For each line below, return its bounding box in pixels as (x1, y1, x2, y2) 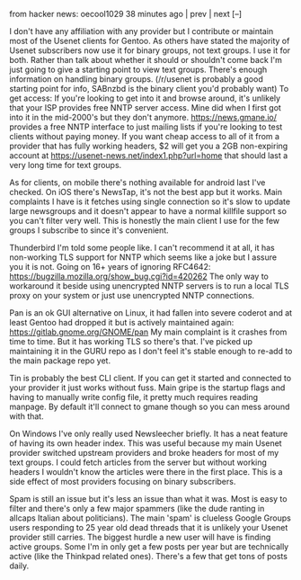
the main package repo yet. (9, 355, 111, 366)
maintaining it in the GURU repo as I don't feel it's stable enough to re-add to (9, 346, 293, 356)
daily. (9, 560, 30, 571)
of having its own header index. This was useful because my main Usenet (9, 438, 282, 449)
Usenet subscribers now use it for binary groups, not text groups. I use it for (9, 45, 291, 56)
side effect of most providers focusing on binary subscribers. (9, 477, 236, 486)
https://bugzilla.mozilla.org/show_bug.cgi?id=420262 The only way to (9, 271, 270, 281)
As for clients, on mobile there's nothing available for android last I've (9, 177, 266, 188)
